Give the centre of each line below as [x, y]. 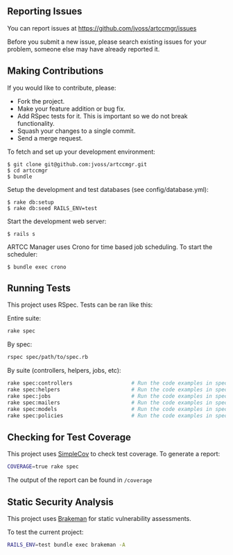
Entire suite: [24, 319]
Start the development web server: [57, 221]
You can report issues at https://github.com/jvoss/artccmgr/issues [102, 28]
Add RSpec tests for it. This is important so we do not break [103, 116]
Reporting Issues [45, 11]
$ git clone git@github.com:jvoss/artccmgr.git [77, 164]
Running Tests [39, 288]
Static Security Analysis [60, 502]
